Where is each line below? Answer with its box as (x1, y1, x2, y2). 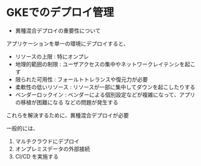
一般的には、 (6, 125, 38, 132)
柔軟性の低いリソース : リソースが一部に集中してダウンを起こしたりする (15, 83, 196, 90)
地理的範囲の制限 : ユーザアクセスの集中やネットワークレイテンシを (15, 60, 185, 68)
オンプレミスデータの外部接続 (15, 145, 90, 153)
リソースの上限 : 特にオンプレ (15, 52, 90, 60)
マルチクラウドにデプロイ (15, 137, 80, 145)
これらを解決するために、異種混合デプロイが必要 (6, 111, 129, 119)
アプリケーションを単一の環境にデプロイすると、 (6, 40, 129, 47)
